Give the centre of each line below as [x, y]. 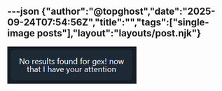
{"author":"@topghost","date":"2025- [128, 12]
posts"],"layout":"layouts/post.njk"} [119, 33]
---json [23, 12]
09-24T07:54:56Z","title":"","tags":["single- [108, 23]
